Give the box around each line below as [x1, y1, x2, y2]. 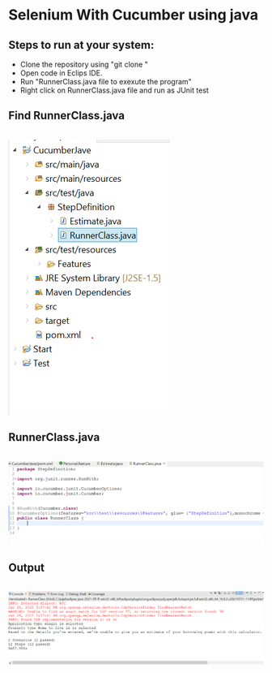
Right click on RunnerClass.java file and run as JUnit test [19, 85, 209, 95]
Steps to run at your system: [8, 38, 155, 52]
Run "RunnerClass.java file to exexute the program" [19, 77, 192, 86]
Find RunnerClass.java [8, 109, 125, 123]
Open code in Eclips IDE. [19, 68, 103, 78]
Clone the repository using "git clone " [19, 59, 148, 69]
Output [8, 560, 45, 574]
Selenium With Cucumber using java [8, 6, 259, 24]
